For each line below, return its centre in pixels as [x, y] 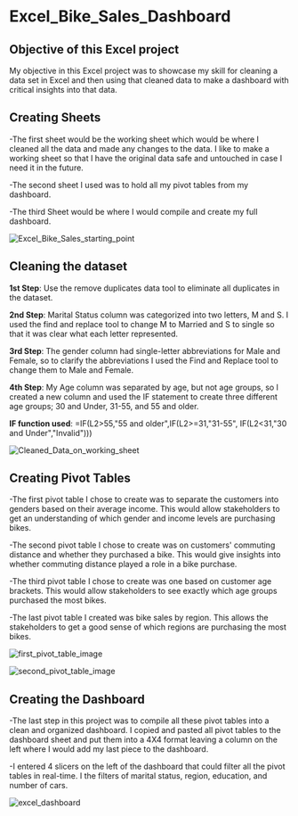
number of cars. [39, 786]
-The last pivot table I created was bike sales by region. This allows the [139, 618]
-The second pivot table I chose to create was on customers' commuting [142, 545]
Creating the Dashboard [77, 699]
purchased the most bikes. [58, 600]
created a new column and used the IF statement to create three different [144, 396]
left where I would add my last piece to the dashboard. [109, 749]
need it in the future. [47, 168]
